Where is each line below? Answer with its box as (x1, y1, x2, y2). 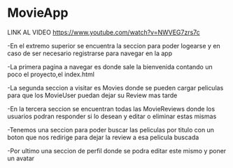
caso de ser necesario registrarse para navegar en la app (7, 49, 173, 57)
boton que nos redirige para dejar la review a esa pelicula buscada (7, 133, 199, 141)
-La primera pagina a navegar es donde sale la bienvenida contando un (7, 62, 213, 71)
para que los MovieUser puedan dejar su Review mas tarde (7, 91, 178, 99)
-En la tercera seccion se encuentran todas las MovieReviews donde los (7, 104, 216, 113)
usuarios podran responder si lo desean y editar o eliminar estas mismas (7, 112, 217, 120)
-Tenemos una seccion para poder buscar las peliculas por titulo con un (7, 125, 215, 134)
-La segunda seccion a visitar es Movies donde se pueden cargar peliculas (7, 83, 224, 92)
